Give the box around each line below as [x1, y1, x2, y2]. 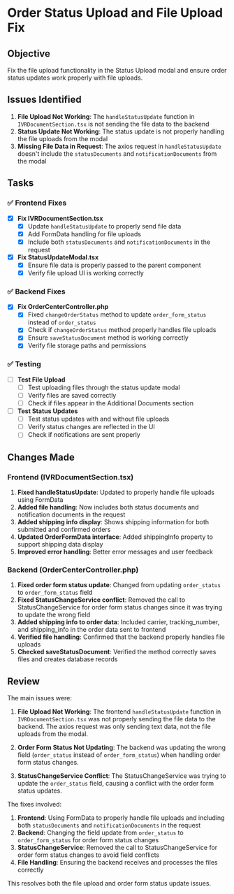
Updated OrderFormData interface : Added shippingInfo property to [17, 533, 213, 541]
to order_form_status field [17, 589, 93, 597]
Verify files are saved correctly [27, 391, 117, 399]
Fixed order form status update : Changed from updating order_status [17, 581, 221, 589]
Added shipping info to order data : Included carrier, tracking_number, [17, 618, 220, 626]
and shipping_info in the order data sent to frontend [17, 626, 166, 634]
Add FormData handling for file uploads [27, 229, 142, 238]
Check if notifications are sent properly [27, 431, 141, 439]
